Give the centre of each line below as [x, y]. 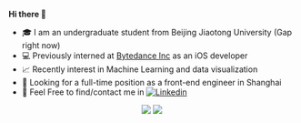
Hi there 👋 [27, 14]
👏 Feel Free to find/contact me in [83, 92]
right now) [41, 45]
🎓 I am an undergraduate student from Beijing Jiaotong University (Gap [157, 32]
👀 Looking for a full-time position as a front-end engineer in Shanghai [151, 82]
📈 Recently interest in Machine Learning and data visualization [140, 69]
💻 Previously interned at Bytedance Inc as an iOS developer [135, 56]
